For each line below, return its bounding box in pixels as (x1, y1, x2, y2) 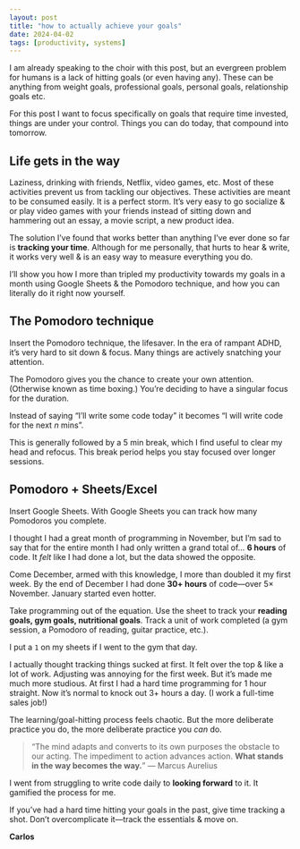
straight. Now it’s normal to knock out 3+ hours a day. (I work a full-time (9, 687, 275, 698)
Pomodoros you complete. (9, 515, 107, 526)
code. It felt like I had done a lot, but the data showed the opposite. (9, 551, 256, 562)
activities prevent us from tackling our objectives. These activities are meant (9, 187, 291, 198)
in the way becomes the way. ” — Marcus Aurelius (30, 760, 218, 770)
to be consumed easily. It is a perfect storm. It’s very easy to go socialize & (9, 196, 285, 207)
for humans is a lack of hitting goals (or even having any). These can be (9, 72, 274, 83)
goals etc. (9, 91, 47, 102)
